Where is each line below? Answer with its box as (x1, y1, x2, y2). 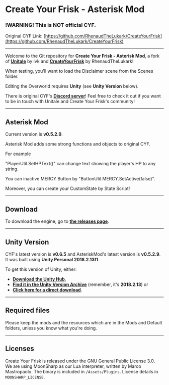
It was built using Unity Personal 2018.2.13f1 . (5, 256, 100, 262)
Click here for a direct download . (12, 286, 82, 293)
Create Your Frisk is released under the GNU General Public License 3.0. (5, 358, 155, 364)
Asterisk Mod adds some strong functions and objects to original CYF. (5, 141, 151, 147)
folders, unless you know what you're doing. (5, 325, 97, 331)
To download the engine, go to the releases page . (5, 218, 109, 224)
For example (5, 151, 31, 157)
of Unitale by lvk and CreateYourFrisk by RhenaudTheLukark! (5, 58, 134, 64)
